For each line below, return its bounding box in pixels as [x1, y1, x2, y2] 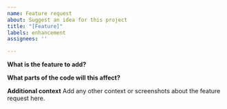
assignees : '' [7, 36, 48, 43]
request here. [7, 94, 45, 103]
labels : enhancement [7, 29, 67, 36]
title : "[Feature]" [7, 23, 63, 29]
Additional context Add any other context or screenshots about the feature [7, 87, 221, 95]
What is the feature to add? [7, 60, 87, 69]
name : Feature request [7, 10, 72, 17]
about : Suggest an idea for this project [7, 16, 128, 23]
